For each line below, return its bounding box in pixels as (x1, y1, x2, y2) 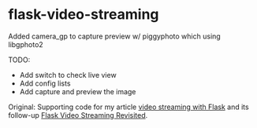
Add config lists (19, 79, 71, 88)
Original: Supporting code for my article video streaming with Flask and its (8, 102, 250, 112)
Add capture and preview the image (19, 86, 136, 96)
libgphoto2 (8, 39, 43, 49)
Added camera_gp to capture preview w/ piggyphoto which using (8, 31, 221, 41)
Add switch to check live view (19, 70, 117, 79)
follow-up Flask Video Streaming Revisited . (8, 110, 148, 119)
